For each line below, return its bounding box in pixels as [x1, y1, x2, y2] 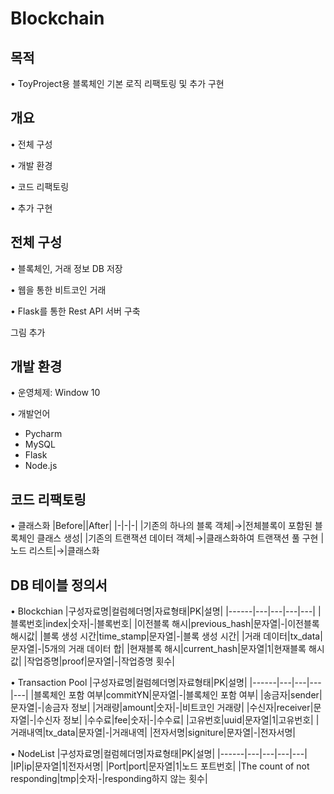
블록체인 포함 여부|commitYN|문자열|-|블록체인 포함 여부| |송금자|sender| [33, 689, 323, 701]
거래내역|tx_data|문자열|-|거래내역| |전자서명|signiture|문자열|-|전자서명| [10, 727, 297, 739]
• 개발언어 [10, 408, 51, 420]
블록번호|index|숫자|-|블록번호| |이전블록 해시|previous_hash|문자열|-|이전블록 [10, 618, 320, 630]
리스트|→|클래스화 [28, 545, 100, 557]
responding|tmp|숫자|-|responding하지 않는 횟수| [10, 773, 208, 785]
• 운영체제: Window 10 [10, 387, 101, 399]
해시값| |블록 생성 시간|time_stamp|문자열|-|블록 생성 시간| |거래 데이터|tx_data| [10, 630, 323, 642]
